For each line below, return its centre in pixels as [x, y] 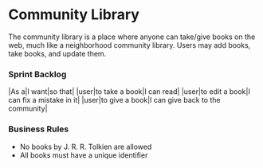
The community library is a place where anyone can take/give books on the [132, 37]
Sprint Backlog [37, 74]
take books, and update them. [57, 53]
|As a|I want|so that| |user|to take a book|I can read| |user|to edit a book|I [130, 92]
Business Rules [39, 129]
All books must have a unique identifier [84, 155]
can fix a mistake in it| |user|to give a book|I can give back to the [114, 100]
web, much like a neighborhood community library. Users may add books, [130, 45]
